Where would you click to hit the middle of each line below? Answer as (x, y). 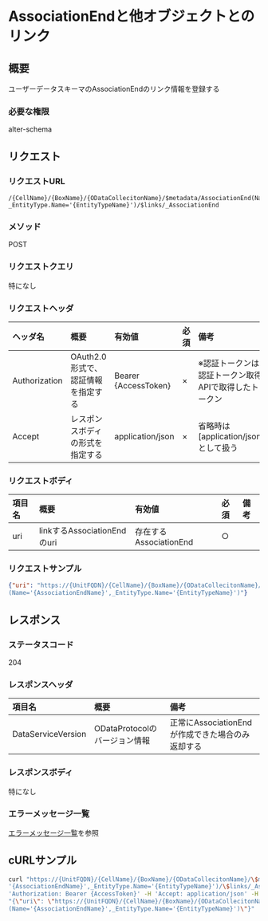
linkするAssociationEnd (83, 531)
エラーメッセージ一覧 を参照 (54, 832)
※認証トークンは (229, 363)
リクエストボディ (41, 481)
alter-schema (30, 129)
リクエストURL (37, 181)
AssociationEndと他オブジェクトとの (132, 16)
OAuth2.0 (89, 356)
